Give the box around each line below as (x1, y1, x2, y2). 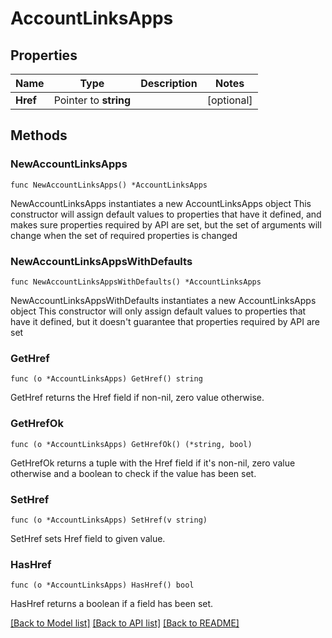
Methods (10, 127, 68, 144)
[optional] (206, 93, 253, 107)
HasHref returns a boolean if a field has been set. (10, 598, 214, 610)
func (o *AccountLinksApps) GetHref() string (10, 374, 203, 384)
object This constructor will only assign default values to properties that (10, 305, 307, 317)
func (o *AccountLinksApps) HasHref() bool (10, 580, 195, 591)
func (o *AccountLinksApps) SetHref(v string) (10, 515, 208, 525)
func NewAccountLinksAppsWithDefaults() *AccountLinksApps (10, 277, 262, 287)
